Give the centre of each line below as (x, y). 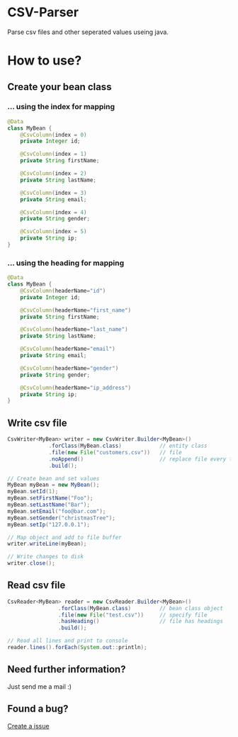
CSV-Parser (43, 12)
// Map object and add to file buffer (64, 537)
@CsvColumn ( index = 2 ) (53, 174)
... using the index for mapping (61, 107)
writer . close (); (31, 563)
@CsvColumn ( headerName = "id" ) (63, 291)
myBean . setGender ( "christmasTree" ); (61, 518)
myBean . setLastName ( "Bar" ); (49, 505)
